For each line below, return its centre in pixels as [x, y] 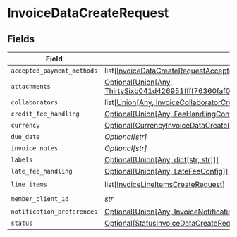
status [22, 223]
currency [25, 125]
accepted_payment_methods [54, 71]
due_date [25, 136]
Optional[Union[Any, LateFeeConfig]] [166, 171]
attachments [31, 86]
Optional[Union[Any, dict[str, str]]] [162, 160]
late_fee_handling [42, 171]
